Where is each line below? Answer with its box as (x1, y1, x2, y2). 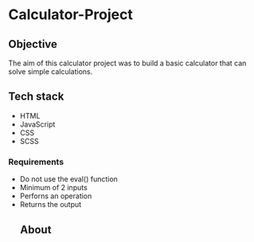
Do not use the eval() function (19, 174, 118, 184)
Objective (8, 37, 58, 51)
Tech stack (8, 90, 64, 103)
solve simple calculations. (8, 67, 93, 76)
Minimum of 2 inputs (19, 183, 88, 193)
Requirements (8, 156, 64, 167)
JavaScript (19, 119, 56, 129)
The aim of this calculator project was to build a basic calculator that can (8, 58, 247, 68)
